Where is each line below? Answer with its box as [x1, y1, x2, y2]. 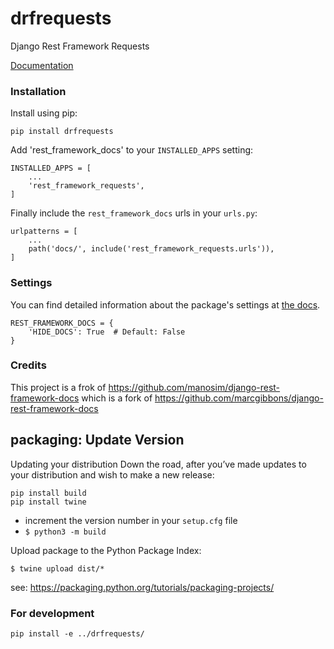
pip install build [10, 488, 87, 498]
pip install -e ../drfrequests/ [10, 628, 145, 639]
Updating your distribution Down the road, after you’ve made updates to [10, 458, 307, 470]
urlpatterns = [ [10, 227, 78, 237]
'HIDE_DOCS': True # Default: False [28, 327, 186, 337]
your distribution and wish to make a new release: [10, 468, 215, 481]
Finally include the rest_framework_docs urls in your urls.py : [10, 207, 258, 219]
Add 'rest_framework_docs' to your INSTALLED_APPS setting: [10, 144, 254, 156]
